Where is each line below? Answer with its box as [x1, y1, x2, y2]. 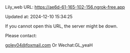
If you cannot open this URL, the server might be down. [5, 23, 118, 29]
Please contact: [5, 33, 37, 38]
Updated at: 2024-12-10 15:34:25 [5, 14, 73, 19]
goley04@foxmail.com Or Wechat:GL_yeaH [5, 42, 93, 48]
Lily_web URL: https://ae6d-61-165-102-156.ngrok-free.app [5, 4, 125, 10]
